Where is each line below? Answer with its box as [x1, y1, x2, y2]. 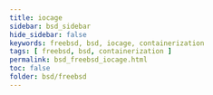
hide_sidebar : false [9, 30, 88, 39]
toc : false [9, 64, 51, 73]
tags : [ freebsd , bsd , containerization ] [9, 47, 172, 56]
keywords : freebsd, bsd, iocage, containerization [9, 38, 205, 48]
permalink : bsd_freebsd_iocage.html [9, 55, 148, 64]
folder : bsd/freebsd [9, 72, 88, 81]
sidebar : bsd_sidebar [9, 22, 92, 31]
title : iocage [9, 13, 63, 23]
